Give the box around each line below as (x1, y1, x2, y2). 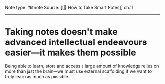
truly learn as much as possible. (5, 73, 70, 79)
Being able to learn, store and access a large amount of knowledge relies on (5, 63, 159, 69)
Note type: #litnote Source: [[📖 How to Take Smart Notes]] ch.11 (5, 5, 134, 10)
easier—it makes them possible (5, 47, 136, 58)
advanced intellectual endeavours (5, 37, 147, 48)
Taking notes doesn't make (5, 26, 118, 38)
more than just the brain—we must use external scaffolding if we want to (5, 68, 152, 74)
